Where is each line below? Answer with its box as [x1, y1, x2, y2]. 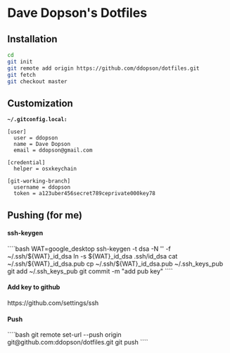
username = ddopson [13, 184, 71, 191]
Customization [7, 97, 74, 109]
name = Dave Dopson [13, 141, 71, 148]
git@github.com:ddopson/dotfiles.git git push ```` [7, 338, 148, 347]
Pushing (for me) [7, 209, 83, 221]
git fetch [7, 71, 37, 78]
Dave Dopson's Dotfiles [7, 5, 148, 21]
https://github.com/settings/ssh [7, 298, 99, 307]
